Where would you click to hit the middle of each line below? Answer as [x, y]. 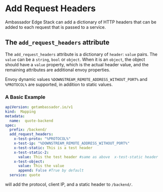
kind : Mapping [20, 112]
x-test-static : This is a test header [53, 148]
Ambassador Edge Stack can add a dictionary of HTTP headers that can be [81, 22]
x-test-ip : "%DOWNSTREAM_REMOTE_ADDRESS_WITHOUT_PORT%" [72, 144]
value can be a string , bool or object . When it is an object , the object [75, 59]
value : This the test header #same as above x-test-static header [88, 157]
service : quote [25, 175]
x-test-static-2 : [31, 152]
